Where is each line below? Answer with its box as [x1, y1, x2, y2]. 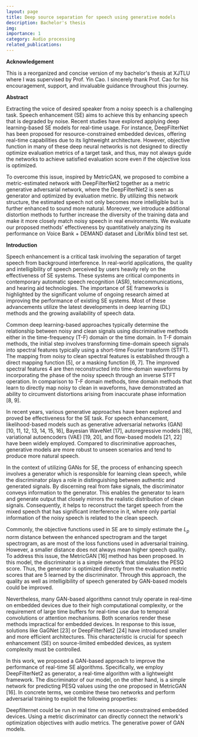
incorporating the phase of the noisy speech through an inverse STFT [6, 371, 176, 378]
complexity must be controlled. [6, 646, 82, 653]
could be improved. [6, 583, 53, 591]
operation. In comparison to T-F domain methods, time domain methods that [6, 378, 192, 385]
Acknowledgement [6, 58, 54, 65]
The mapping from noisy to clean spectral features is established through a [6, 352, 189, 359]
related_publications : [6, 42, 62, 48]
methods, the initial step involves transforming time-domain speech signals [6, 340, 189, 347]
